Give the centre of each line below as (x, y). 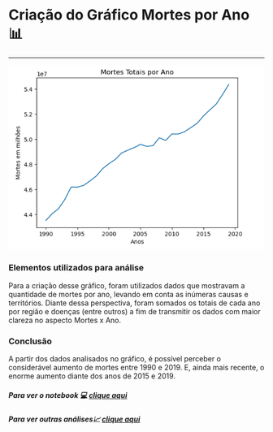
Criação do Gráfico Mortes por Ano (129, 15)
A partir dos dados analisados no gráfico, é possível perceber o (115, 358)
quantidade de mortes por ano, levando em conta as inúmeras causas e (129, 294)
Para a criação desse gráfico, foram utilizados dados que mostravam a (127, 285)
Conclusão (30, 341)
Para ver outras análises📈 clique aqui (74, 419)
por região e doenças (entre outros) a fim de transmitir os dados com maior (135, 311)
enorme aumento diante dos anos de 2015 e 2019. (92, 376)
